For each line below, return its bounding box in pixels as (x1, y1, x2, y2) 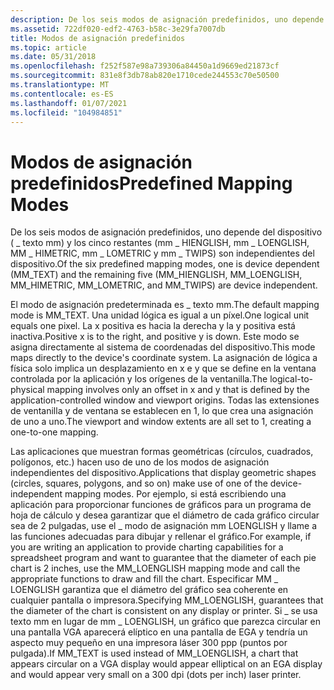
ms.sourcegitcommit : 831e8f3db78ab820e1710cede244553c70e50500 (10, 71, 280, 81)
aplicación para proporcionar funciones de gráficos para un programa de (10, 499, 312, 511)
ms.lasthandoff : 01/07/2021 (10, 98, 128, 108)
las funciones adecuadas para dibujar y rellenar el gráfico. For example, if (10, 531, 312, 543)
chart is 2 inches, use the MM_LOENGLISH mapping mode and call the (10, 562, 301, 575)
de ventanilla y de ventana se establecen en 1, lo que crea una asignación (10, 405, 314, 417)
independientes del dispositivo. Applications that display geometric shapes (10, 467, 317, 479)
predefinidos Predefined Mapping (10, 172, 293, 195)
